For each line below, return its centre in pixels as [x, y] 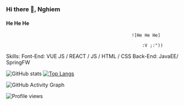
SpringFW [18, 63]
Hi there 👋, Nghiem [33, 9]
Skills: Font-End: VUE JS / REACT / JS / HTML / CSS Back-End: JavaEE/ [92, 56]
